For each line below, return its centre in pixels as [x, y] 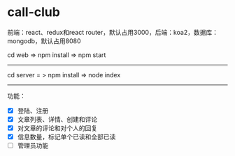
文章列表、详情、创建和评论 [57, 119]
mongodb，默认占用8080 [44, 41]
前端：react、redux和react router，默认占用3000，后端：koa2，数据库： [113, 32]
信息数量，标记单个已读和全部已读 [66, 137]
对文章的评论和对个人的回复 [57, 128]
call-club [34, 12]
